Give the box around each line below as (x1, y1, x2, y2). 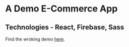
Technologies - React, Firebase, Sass (5, 23, 124, 31)
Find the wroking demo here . (5, 36, 66, 42)
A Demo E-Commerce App (5, 3, 118, 14)
